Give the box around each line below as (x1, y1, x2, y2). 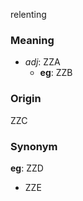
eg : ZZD (10, 162, 44, 174)
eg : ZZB (39, 67, 73, 79)
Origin (10, 92, 42, 106)
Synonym (10, 139, 58, 153)
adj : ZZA (24, 56, 61, 68)
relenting (10, 9, 47, 20)
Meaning (10, 33, 55, 47)
